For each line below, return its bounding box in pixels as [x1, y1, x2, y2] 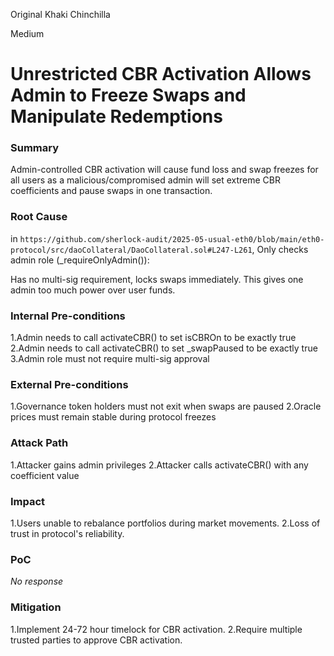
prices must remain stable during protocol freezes [10, 411, 217, 423]
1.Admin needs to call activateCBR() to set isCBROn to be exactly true [10, 332, 297, 344]
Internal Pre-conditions [10, 309, 126, 323]
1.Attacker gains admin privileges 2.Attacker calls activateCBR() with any [10, 459, 309, 471]
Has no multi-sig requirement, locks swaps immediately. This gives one [10, 273, 304, 285]
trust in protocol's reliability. [10, 527, 125, 539]
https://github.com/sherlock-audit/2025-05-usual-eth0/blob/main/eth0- [19, 234, 325, 244]
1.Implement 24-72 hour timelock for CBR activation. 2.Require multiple [10, 623, 303, 635]
